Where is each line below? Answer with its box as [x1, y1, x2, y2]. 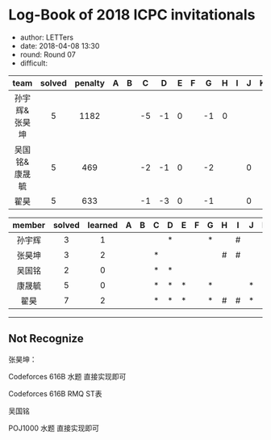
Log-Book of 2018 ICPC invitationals [8, 6, 256, 24]
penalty [74, 77, 105, 88]
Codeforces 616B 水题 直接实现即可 [8, 371, 127, 381]
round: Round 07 [19, 49, 77, 59]
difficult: [19, 58, 48, 68]
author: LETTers [19, 32, 74, 42]
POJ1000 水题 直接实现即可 [8, 423, 99, 433]
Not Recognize [8, 332, 84, 345]
